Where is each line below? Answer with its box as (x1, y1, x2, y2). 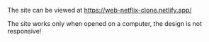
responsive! (7, 27, 42, 35)
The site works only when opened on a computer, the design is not (7, 20, 203, 27)
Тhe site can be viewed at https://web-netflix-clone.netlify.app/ (7, 6, 192, 14)
